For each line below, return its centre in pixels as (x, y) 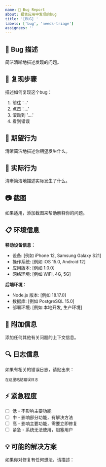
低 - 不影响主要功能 (32, 411)
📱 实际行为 (21, 168)
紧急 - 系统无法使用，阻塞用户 (43, 429)
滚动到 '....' (23, 115)
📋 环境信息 (22, 230)
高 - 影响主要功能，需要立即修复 (45, 424)
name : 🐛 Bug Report (25, 10)
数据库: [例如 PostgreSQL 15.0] (43, 301)
